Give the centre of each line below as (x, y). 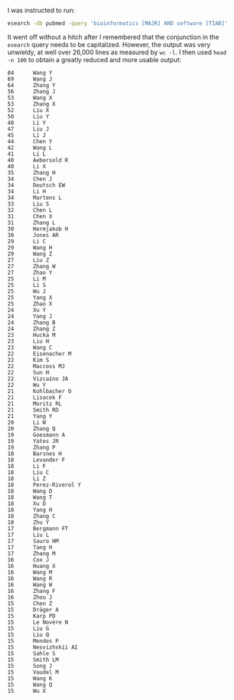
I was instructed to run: (41, 10)
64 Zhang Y (31, 85)
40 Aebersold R (38, 160)
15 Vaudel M (33, 672)
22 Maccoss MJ (36, 366)
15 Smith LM (33, 659)
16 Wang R (30, 578)
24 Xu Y (27, 310)
